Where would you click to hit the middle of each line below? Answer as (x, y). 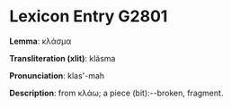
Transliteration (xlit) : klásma (62, 58)
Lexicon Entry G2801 (89, 16)
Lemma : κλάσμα (40, 41)
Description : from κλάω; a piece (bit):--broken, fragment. (116, 93)
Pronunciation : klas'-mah (57, 75)
